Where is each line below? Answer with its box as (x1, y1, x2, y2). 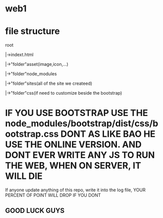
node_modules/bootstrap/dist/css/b (5, 118, 159, 129)
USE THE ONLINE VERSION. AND (5, 139, 142, 150)
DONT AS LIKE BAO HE (60, 128, 156, 140)
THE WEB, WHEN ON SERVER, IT (5, 160, 141, 171)
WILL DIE (5, 170, 43, 182)
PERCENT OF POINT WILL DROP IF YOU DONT (5, 192, 101, 198)
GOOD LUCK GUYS (5, 207, 65, 215)
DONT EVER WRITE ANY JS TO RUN (5, 150, 155, 161)
